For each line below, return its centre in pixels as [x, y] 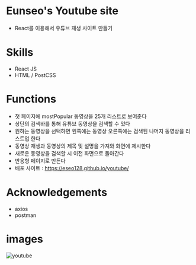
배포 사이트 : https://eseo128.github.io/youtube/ [72, 168]
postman [25, 215]
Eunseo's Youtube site [62, 11]
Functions [31, 99]
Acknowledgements [57, 192]
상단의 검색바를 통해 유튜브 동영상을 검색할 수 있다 [72, 123]
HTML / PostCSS [35, 75]
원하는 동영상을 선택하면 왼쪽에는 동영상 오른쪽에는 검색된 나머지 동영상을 [99, 131]
